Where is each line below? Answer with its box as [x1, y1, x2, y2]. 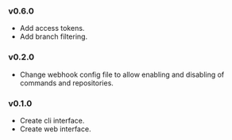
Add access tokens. [19, 24, 85, 33]
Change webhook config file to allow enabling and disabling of [19, 70, 225, 79]
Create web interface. [19, 124, 91, 134]
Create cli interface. [19, 115, 85, 125]
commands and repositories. [19, 78, 114, 88]
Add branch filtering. [19, 32, 88, 41]
